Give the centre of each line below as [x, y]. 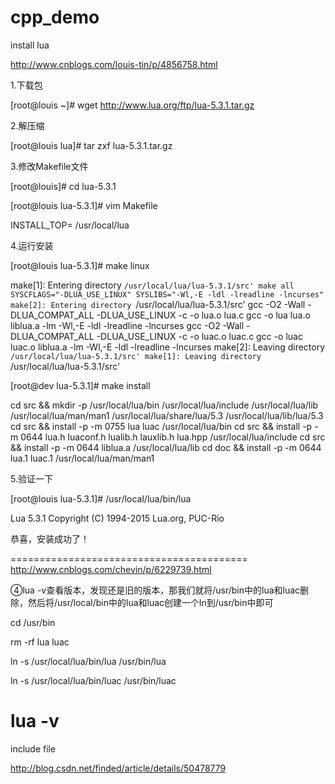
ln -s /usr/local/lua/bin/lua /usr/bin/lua [88, 661]
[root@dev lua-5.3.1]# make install [80, 385]
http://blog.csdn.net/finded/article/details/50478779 [118, 768]
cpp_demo [55, 17]
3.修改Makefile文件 [49, 166]
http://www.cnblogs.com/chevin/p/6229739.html [111, 569]
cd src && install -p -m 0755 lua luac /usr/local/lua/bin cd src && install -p [161, 426]
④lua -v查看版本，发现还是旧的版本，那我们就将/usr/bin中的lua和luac [155, 590]
